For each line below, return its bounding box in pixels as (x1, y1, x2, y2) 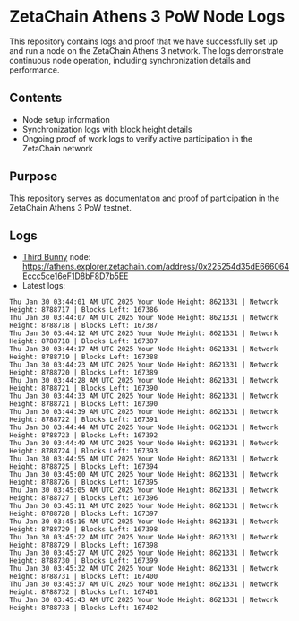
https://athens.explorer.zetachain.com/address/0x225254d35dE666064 (21, 262, 289, 272)
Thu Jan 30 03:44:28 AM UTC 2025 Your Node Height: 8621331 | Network (9, 376, 278, 385)
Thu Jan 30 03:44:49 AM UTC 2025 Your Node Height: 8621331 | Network (9, 439, 278, 448)
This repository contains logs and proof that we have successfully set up (9, 36, 278, 47)
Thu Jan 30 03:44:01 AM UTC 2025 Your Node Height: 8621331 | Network (9, 298, 278, 306)
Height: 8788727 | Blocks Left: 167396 (9, 494, 158, 503)
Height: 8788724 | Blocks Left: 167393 (9, 446, 158, 456)
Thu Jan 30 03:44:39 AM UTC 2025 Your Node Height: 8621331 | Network (9, 408, 278, 417)
